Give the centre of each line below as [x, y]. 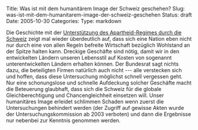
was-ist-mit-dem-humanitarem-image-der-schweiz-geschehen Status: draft [99, 15]
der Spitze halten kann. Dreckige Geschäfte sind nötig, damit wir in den [93, 51]
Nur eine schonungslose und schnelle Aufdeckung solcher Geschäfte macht [99, 83]
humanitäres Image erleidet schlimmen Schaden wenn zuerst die [85, 102]
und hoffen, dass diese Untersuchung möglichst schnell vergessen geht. [95, 77]
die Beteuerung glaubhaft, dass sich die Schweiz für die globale [84, 89]
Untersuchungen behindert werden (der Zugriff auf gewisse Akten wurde [95, 108]
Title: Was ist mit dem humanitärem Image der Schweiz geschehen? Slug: [95, 9]
